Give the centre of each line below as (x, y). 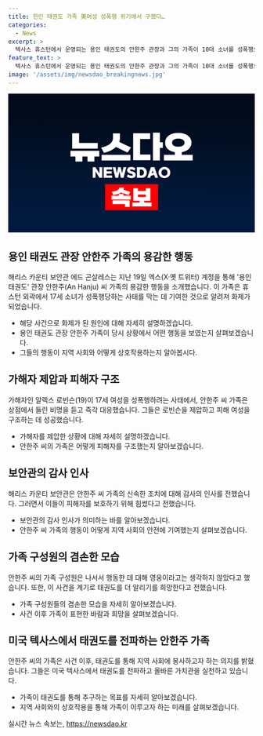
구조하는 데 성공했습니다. (46, 419)
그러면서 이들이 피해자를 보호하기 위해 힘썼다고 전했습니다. (107, 503)
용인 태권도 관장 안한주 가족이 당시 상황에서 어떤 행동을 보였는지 (116, 333)
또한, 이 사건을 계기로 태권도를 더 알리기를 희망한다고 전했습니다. (129, 587)
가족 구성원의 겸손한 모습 (64, 557)
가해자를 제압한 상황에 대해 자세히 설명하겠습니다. (95, 436)
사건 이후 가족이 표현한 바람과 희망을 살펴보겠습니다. (99, 614)
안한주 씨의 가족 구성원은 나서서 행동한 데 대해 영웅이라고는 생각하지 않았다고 (125, 578)
